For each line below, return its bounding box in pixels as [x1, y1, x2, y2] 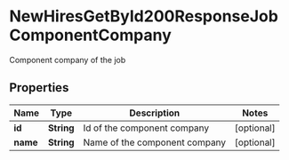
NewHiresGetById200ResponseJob [9, 6, 278, 27]
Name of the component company [83, 136, 227, 148]
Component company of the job [9, 54, 126, 65]
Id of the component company [83, 122, 210, 134]
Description [129, 107, 181, 119]
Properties [9, 80, 69, 95]
